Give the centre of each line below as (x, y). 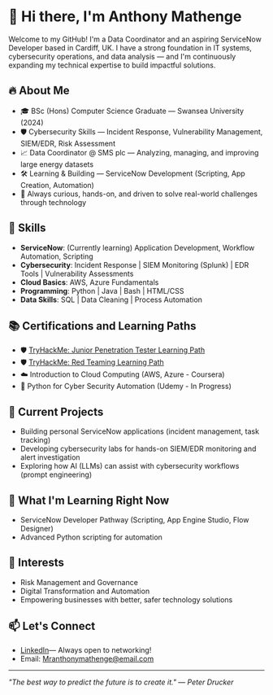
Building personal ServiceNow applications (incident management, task (140, 431)
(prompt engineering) (56, 474)
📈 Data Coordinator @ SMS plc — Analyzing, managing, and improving (139, 152)
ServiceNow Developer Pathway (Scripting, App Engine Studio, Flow (134, 520)
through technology (53, 202)
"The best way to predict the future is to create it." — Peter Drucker (121, 682)
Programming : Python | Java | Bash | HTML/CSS (102, 291)
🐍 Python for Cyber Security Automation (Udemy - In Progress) (126, 387)
